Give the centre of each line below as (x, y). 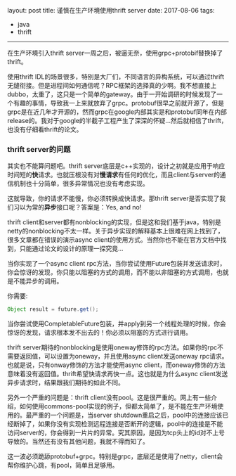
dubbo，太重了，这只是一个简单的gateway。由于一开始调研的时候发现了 (112, 94)
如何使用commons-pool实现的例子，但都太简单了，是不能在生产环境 (118, 406)
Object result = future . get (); (53, 309)
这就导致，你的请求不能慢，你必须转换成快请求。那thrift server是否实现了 (113, 198)
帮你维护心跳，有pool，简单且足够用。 (63, 465)
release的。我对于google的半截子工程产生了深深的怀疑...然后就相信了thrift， (117, 121)
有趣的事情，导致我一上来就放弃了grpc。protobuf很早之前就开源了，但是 (119, 103)
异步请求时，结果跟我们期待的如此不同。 (66, 382)
